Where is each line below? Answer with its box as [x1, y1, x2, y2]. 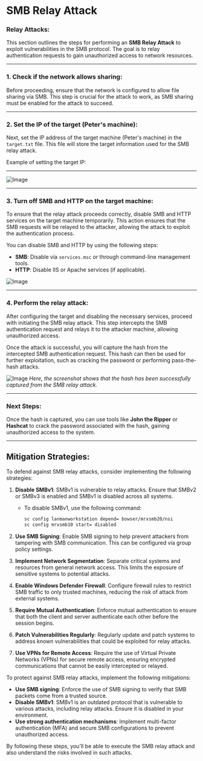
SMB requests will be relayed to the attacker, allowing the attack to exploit [6, 224, 190, 231]
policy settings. [14, 545, 53, 553]
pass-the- [171, 356, 197, 364]
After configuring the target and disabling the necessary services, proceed [6, 313, 192, 320]
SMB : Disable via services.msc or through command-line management [14, 253, 191, 261]
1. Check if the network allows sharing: [6, 73, 123, 81]
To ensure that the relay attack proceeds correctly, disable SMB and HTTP [6, 210, 192, 218]
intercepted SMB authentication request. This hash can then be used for [6, 350, 186, 357]
